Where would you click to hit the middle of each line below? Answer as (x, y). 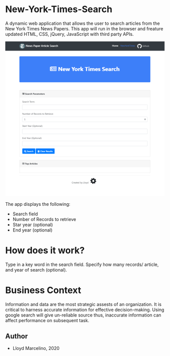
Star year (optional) (33, 225)
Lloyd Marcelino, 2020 (36, 348)
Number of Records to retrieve (44, 219)
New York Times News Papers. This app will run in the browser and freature (84, 28)
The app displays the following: (38, 204)
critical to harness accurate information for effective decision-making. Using (85, 309)
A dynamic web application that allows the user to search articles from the (83, 23)
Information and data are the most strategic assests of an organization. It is (83, 304)
